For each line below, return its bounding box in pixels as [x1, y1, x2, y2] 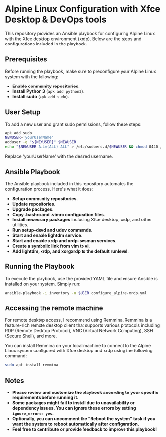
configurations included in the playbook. [5, 41, 87, 46]
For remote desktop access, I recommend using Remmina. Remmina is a [5, 317, 152, 323]
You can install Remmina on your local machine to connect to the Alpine [5, 343, 151, 349]
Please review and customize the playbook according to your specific [12, 390, 159, 395]
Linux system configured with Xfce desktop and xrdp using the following [5, 348, 153, 354]
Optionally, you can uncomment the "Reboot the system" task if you [12, 416, 156, 422]
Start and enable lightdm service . [12, 232, 83, 238]
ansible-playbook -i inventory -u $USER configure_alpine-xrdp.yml [5, 290, 147, 295]
